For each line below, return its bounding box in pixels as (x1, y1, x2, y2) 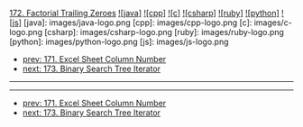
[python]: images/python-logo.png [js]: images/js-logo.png (9, 36, 229, 47)
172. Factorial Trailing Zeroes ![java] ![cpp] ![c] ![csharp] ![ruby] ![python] (9, 8, 280, 18)
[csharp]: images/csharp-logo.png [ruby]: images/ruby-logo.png (44, 27, 284, 37)
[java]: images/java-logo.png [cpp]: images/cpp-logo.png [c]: (23, 17, 252, 28)
